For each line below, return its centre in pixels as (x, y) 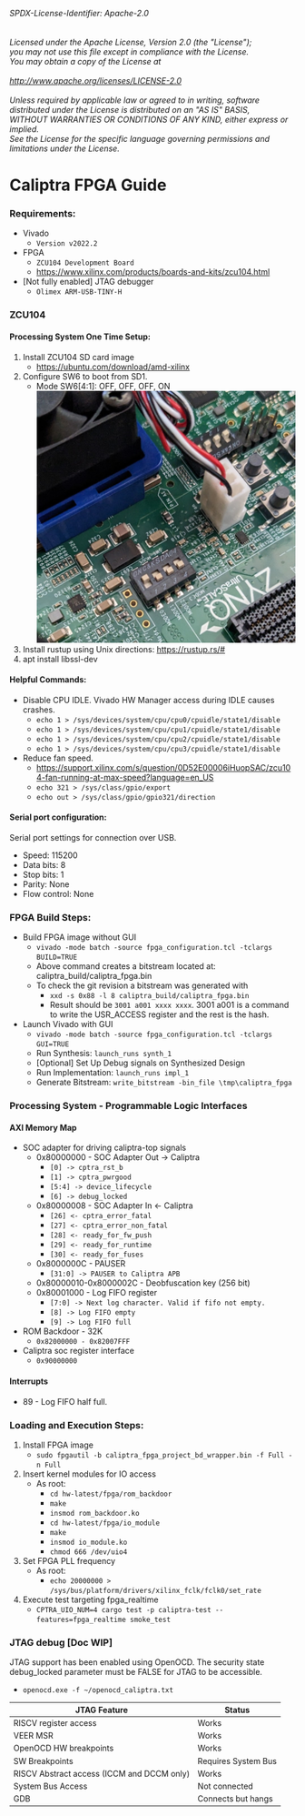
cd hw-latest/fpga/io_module (105, 1523)
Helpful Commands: (48, 680)
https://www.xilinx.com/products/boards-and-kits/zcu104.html (153, 272)
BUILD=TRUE (57, 958)
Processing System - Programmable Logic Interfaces (128, 1106)
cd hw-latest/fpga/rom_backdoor (111, 1494)
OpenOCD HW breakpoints (64, 1748)
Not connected (226, 1786)
